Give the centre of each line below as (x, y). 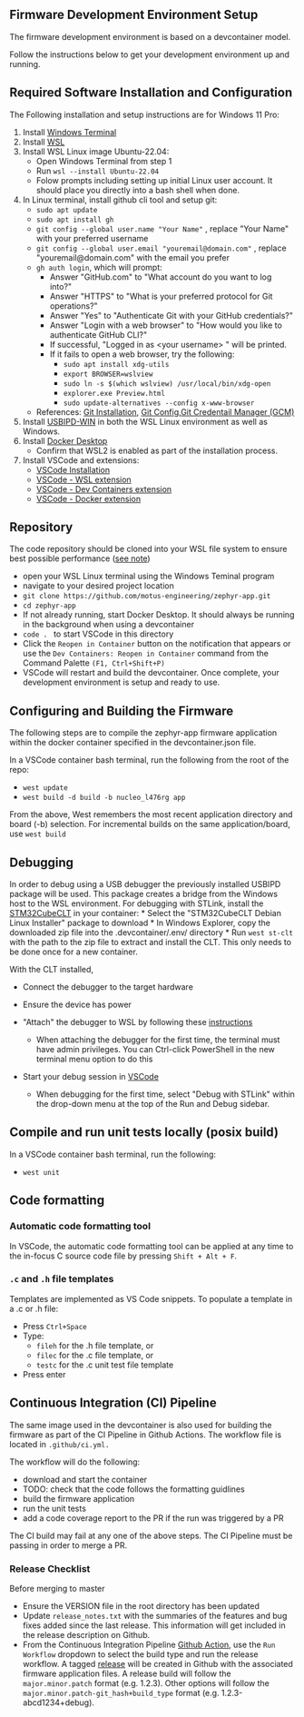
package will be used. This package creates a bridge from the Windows (144, 894)
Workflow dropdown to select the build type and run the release (140, 1654)
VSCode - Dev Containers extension (104, 488)
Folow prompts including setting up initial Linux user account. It (154, 180)
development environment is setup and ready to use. (121, 682)
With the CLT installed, (51, 970)
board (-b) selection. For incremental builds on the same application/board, (150, 824)
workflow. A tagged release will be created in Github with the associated (157, 1663)
